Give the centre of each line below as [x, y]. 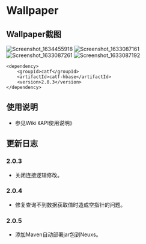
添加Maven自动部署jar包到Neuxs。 [58, 234]
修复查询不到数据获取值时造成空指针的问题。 [70, 204]
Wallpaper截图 [34, 34]
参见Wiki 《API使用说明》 [45, 123]
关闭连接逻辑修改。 [39, 175]
